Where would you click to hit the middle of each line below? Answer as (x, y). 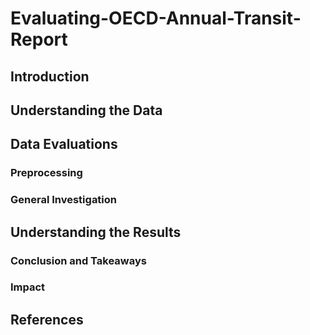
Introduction (50, 76)
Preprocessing (46, 173)
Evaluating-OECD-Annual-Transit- (156, 18)
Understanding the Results (96, 232)
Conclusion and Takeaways (78, 260)
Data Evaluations (64, 144)
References (47, 319)
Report (39, 39)
